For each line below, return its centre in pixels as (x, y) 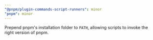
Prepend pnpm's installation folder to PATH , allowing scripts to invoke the (76, 27)
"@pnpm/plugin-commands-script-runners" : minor (53, 9)
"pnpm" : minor (19, 14)
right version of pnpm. (27, 32)
